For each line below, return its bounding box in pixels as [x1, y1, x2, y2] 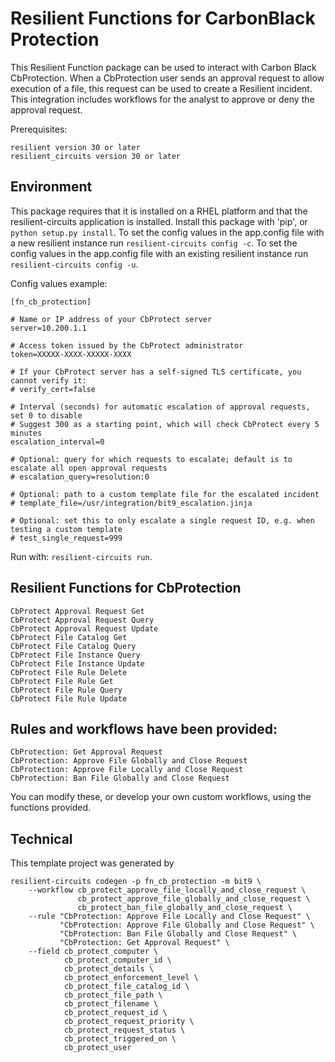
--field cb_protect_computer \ [28, 947, 159, 957]
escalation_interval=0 [10, 437, 105, 447]
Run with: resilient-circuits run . [10, 550, 153, 562]
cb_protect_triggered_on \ [63, 1034, 177, 1044]
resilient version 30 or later [10, 142, 141, 152]
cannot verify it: [10, 375, 87, 386]
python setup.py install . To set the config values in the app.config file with [10, 226, 325, 238]
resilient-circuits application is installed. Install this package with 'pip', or [10, 215, 308, 227]
